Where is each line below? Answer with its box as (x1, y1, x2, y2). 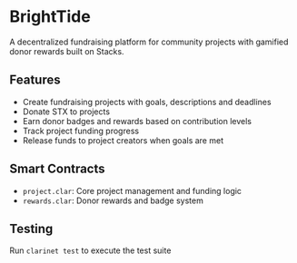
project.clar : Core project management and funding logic (22, 185, 243, 196)
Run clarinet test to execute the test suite (9, 245, 172, 256)
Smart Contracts (9, 161, 106, 177)
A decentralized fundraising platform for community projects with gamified (9, 36, 289, 47)
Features (9, 73, 61, 88)
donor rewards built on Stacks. (9, 45, 124, 56)
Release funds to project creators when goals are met (22, 134, 224, 146)
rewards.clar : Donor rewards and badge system (22, 195, 204, 206)
